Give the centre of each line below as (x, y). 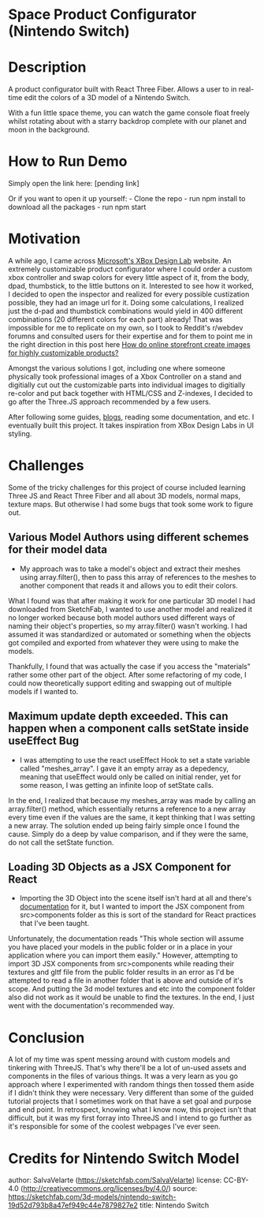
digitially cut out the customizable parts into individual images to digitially (127, 385)
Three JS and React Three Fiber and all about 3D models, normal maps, (125, 495)
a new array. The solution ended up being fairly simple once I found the (124, 825)
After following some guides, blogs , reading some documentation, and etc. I (131, 417)
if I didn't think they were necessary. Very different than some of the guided (131, 1093)
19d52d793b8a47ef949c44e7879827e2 (73, 1205)
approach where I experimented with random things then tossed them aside (131, 1084)
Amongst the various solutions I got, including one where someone (117, 368)
